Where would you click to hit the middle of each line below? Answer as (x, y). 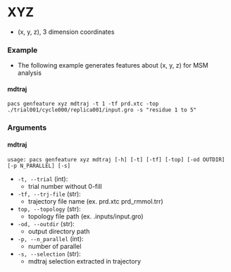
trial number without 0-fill (65, 186)
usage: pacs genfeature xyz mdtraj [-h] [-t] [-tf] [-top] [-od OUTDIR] (116, 159)
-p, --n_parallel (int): (50, 239)
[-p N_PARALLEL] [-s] (39, 166)
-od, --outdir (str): (46, 223)
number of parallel (55, 246)
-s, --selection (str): (49, 254)
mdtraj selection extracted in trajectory (84, 261)
